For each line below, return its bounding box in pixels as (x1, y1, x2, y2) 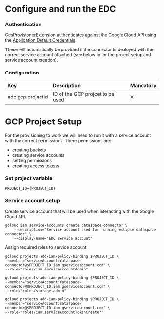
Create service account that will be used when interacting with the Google (5, 208, 154, 214)
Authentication (5, 21, 41, 28)
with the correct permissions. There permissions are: (5, 137, 112, 143)
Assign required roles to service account (5, 245, 87, 250)
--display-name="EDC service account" (14, 236, 93, 241)
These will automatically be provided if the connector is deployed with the (5, 47, 154, 52)
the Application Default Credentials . (5, 37, 77, 43)
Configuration (5, 70, 39, 76)
